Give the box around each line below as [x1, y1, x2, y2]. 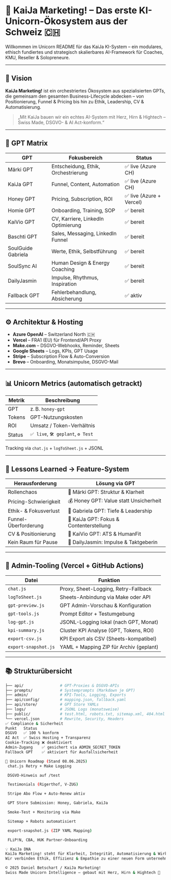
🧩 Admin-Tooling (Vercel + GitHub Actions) [5, 561, 144, 570]
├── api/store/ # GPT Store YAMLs [5, 702, 99, 707]
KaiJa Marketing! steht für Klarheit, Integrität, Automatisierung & [5, 851, 156, 856]
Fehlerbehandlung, [51, 288, 97, 296]
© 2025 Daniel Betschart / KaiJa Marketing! [5, 865, 101, 871]
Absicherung [51, 295, 82, 302]
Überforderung [8, 522, 44, 529]
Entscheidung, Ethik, [51, 163, 100, 170]
